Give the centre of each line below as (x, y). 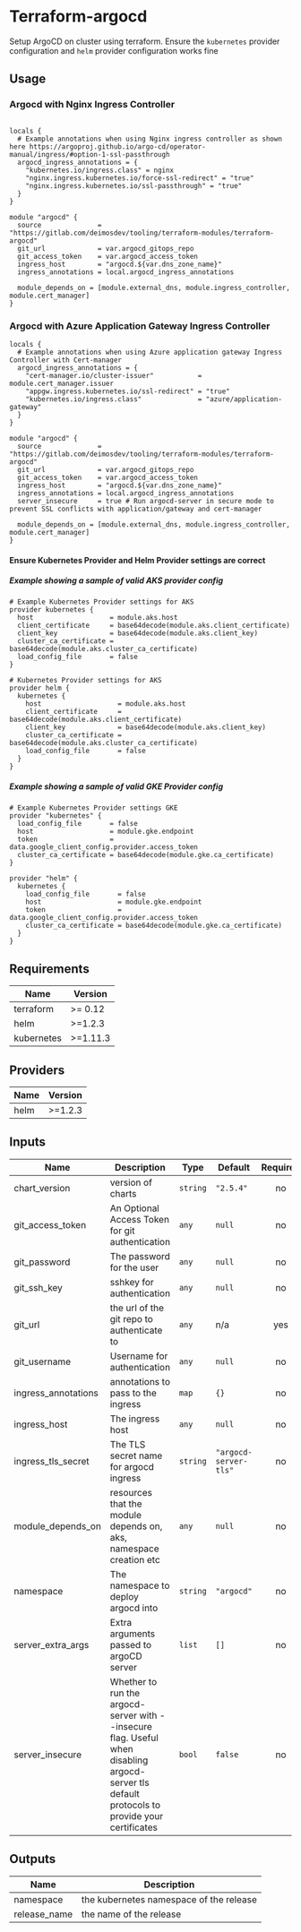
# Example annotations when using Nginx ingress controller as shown (150, 139)
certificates (134, 1827)
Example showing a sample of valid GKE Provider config (116, 786)
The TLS (128, 1444)
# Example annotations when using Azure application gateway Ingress (150, 352)
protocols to (135, 1805)
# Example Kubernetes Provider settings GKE (94, 808)
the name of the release (131, 1914)
